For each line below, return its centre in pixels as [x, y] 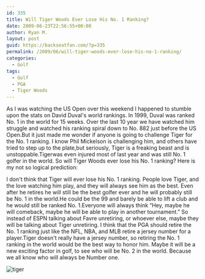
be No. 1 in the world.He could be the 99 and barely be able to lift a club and [102, 199]
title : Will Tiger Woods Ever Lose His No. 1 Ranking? [78, 19]
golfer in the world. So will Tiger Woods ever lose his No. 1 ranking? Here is [101, 161]
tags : [13, 71]
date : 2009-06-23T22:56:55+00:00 [49, 26]
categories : [21, 58]
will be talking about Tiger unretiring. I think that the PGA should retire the [99, 225]
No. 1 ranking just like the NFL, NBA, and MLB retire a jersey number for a [99, 231]
